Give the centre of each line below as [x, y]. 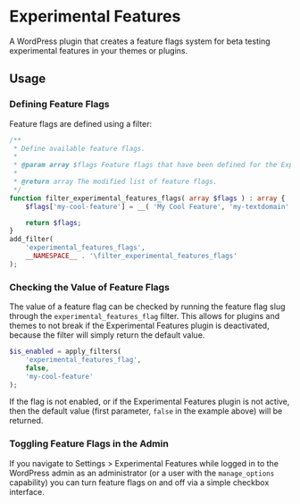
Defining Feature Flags [59, 105]
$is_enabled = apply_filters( [66, 352]
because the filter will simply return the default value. [107, 335]
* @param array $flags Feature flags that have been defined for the [145, 165]
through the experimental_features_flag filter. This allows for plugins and [145, 316]
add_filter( [31, 239]
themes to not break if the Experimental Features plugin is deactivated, [139, 326]
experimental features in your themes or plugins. [99, 50]
